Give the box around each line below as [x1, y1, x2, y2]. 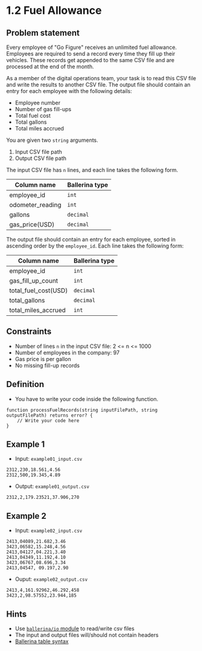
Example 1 [6, 439, 45, 450]
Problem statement [6, 28, 80, 38]
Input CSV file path [14, 149, 62, 155]
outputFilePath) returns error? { [6, 412, 93, 418]
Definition [6, 379, 44, 390]
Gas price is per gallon [14, 355, 71, 362]
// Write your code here [17, 417, 80, 423]
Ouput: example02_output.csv [14, 576, 88, 583]
